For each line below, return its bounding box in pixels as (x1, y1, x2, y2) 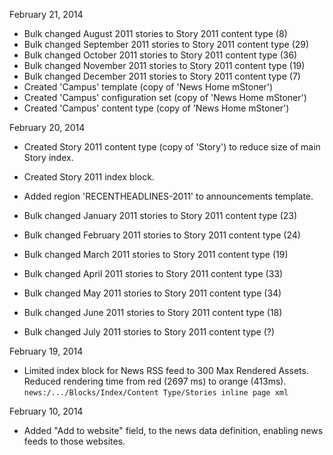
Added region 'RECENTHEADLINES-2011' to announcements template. (23, 190, 314, 202)
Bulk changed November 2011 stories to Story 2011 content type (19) (23, 60, 306, 71)
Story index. (23, 152, 74, 163)
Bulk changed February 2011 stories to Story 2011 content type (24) (23, 229, 301, 241)
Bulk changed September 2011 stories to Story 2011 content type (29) (23, 39, 310, 50)
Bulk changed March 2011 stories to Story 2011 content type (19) (23, 249, 289, 260)
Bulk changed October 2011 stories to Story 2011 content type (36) (23, 49, 298, 61)
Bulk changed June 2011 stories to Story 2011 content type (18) (23, 307, 283, 318)
